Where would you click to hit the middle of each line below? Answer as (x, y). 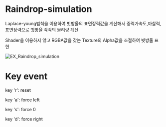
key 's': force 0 (20, 109)
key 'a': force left (22, 100)
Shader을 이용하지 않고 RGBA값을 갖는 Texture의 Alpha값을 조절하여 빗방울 (79, 40)
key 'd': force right (24, 119)
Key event (26, 77)
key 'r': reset (18, 90)
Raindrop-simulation (49, 9)
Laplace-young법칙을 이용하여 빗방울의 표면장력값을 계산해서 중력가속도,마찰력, (83, 23)
